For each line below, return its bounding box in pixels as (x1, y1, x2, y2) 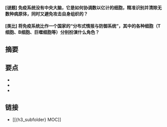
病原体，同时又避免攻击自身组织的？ (13, 10, 88, 17)
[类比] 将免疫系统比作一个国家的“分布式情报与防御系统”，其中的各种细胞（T (5, 23, 161, 29)
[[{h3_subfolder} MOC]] (12, 117, 61, 123)
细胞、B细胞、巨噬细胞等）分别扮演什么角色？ (5, 29, 100, 35)
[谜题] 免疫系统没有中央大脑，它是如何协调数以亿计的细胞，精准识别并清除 (5, 4, 158, 10)
